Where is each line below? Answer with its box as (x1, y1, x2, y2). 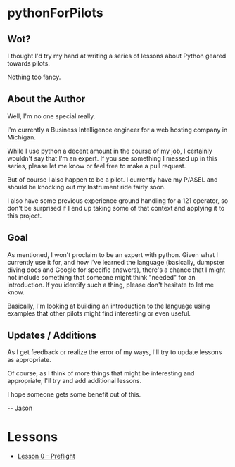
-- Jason (7, 404, 33, 413)
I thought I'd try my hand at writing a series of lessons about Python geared (7, 51, 227, 60)
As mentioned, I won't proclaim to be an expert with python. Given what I (7, 250, 219, 259)
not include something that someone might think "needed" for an (7, 273, 196, 281)
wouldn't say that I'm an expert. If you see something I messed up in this (7, 154, 217, 163)
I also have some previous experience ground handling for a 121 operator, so (7, 196, 229, 205)
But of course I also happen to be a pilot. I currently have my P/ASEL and (7, 175, 218, 184)
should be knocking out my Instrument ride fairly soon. (7, 182, 166, 191)
